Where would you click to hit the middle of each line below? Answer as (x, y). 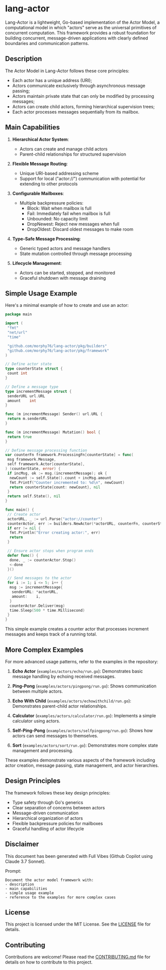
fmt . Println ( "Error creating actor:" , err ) (55, 533)
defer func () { (23, 555)
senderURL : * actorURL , (35, 592)
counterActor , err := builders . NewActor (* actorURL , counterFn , (74, 524)
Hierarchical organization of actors (47, 818)
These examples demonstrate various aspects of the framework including (80, 760)
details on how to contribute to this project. (49, 962)
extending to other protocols (49, 184)
